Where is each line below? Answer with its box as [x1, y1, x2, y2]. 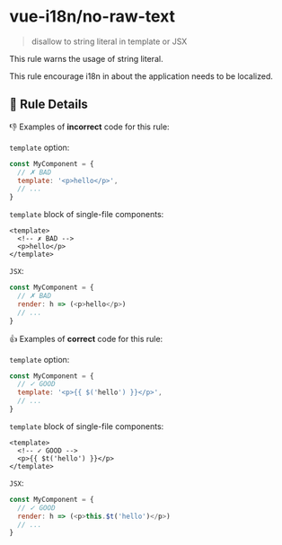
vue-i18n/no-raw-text [9, 6, 176, 27]
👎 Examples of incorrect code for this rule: [9, 121, 170, 132]
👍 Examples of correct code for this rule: [9, 333, 163, 344]
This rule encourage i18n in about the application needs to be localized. [9, 70, 274, 82]
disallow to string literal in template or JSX [31, 36, 188, 47]
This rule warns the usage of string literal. [9, 53, 163, 64]
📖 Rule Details [9, 97, 88, 112]
